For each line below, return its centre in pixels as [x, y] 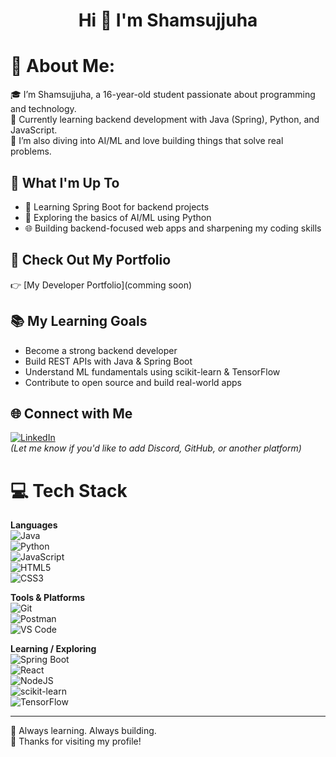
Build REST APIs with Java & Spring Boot [108, 361]
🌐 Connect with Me [71, 413]
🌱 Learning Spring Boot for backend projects [117, 206]
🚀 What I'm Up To [65, 182]
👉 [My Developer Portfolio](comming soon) [101, 285]
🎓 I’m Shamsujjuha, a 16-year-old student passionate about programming [163, 95]
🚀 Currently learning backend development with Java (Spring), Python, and [165, 120]
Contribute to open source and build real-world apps [133, 382]
